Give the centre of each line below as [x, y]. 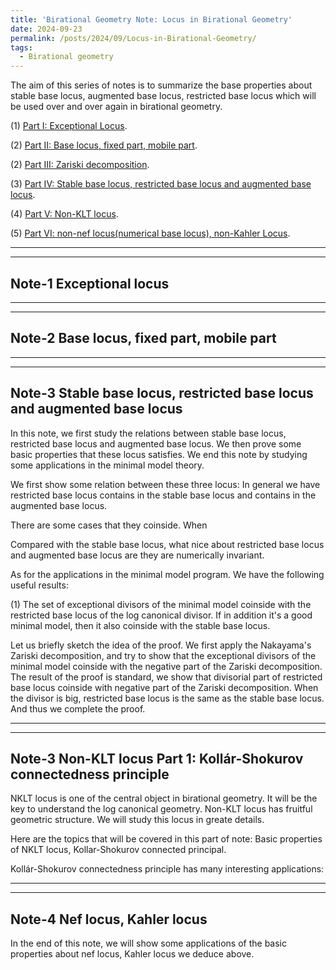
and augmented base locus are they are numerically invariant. [137, 555]
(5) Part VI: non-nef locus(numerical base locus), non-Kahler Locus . [150, 233]
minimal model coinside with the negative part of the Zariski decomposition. [166, 666]
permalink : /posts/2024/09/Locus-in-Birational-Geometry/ [133, 38]
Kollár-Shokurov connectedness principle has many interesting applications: [167, 869]
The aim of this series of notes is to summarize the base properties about [161, 85]
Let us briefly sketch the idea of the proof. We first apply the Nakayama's [161, 645]
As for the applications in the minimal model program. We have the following [167, 574]
